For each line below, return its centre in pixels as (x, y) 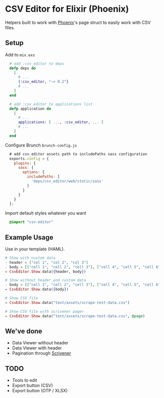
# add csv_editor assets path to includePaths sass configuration (78, 154)
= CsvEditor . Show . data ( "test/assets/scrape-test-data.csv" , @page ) (75, 316)
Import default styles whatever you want (46, 213)
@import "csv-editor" (31, 222)
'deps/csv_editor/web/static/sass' (67, 181)
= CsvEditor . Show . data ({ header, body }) (46, 271)
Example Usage (29, 237)
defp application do (30, 109)
